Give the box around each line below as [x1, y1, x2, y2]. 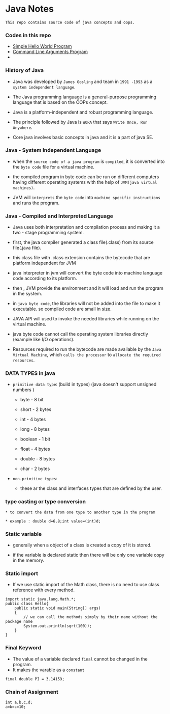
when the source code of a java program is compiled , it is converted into [12, 158, 165, 164]
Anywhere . [12, 124, 33, 130]
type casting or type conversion [5, 498, 86, 505]
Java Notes [5, 3, 54, 15]
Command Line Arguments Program [12, 49, 88, 55]
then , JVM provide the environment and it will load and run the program [12, 285, 164, 291]
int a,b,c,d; [5, 700, 33, 705]
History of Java [5, 67, 44, 74]
